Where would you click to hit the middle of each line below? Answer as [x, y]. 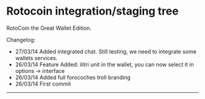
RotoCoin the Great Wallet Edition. [49, 28]
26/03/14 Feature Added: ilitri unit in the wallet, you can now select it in [104, 64]
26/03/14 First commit [43, 84]
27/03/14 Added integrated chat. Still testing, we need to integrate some [106, 51]
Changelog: [21, 39]
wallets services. [36, 58]
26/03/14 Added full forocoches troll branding [73, 77]
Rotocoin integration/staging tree [92, 11]
